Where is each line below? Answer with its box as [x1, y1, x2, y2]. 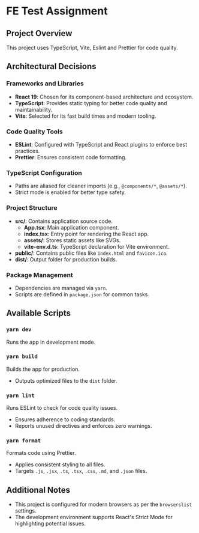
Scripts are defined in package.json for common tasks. [14, 290, 150, 298]
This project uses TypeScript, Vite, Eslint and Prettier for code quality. [6, 44, 178, 51]
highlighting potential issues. [14, 520, 86, 527]
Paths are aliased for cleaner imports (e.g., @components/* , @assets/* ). [14, 182, 188, 190]
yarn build [6, 353, 38, 360]
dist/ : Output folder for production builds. [14, 255, 117, 263]
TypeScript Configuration [6, 168, 82, 177]
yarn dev [6, 326, 32, 333]
